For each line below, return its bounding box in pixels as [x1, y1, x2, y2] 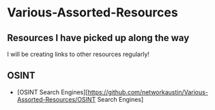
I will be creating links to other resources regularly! [7, 50, 150, 58]
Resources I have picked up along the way [7, 32, 190, 44]
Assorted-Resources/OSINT [16, 95, 96, 103]
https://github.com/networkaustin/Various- [87, 87, 208, 96]
